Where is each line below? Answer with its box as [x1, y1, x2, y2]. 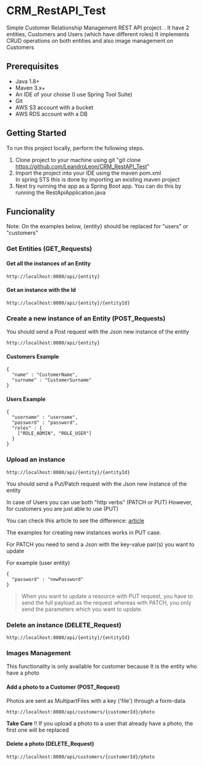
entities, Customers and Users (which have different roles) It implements [6, 30, 190, 37]
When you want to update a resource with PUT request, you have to [21, 592, 193, 600]
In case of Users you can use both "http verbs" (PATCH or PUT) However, [6, 498, 193, 506]
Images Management [6, 648, 71, 657]
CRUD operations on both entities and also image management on [6, 37, 174, 44]
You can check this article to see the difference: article [6, 516, 145, 524]
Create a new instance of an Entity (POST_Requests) [6, 314, 166, 323]
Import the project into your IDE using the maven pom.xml [15, 169, 161, 177]
